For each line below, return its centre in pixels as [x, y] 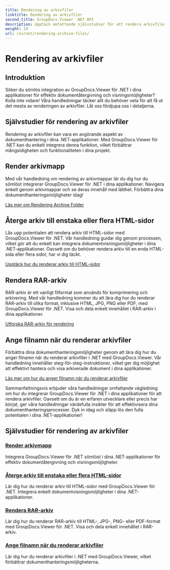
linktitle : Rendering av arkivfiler [44, 15]
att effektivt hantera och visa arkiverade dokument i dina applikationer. [79, 369]
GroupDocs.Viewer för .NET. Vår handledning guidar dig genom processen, [84, 238]
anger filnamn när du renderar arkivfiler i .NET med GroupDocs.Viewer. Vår [83, 358]
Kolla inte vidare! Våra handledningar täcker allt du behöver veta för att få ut [84, 100]
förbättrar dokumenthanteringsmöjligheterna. [52, 562]
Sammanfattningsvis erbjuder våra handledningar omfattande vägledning [81, 388]
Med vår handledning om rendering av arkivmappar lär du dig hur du [77, 178]
